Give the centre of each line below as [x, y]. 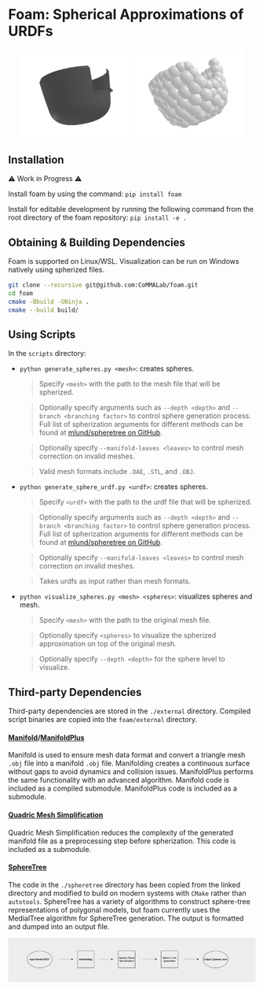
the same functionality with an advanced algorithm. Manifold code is [119, 780]
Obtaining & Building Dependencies [97, 242]
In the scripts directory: [47, 354]
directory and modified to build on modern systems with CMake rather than [127, 893]
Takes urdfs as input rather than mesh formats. [115, 581]
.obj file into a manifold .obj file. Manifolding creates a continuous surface [129, 763]
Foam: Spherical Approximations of [126, 15]
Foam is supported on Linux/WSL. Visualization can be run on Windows [124, 261]
